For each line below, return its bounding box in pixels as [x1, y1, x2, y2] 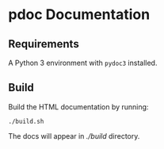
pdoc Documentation [8, 6, 151, 24]
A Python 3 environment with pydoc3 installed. [8, 58, 158, 67]
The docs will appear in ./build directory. [8, 131, 140, 140]
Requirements [8, 37, 79, 51]
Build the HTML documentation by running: [8, 101, 149, 112]
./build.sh [8, 117, 44, 125]
